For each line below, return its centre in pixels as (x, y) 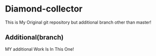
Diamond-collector (44, 9)
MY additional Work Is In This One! (39, 49)
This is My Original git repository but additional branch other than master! (78, 22)
